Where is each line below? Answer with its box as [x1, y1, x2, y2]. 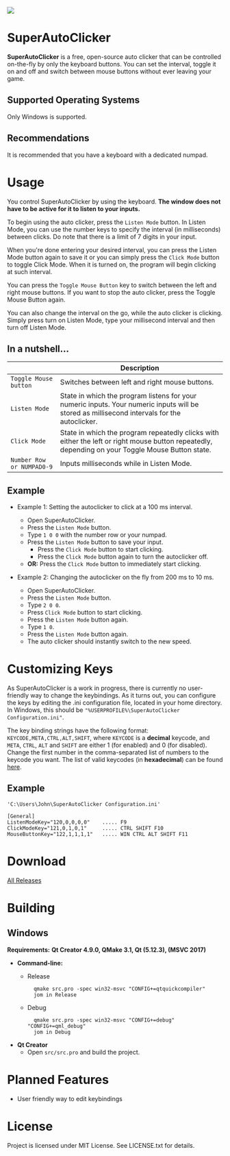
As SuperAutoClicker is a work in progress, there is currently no [7, 684, 187, 692]
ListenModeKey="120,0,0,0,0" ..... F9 [7, 819, 127, 826]
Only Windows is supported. [7, 112, 87, 121]
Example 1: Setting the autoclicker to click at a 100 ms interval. [16, 503, 193, 511]
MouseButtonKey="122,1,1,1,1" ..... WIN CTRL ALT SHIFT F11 [7, 831, 188, 837]
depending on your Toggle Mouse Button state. [60, 445, 212, 455]
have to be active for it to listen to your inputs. [7, 204, 140, 212]
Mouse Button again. [7, 295, 66, 304]
